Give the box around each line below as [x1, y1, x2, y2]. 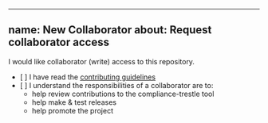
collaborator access [8, 36, 110, 49]
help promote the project [31, 106, 114, 115]
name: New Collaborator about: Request [8, 23, 212, 37]
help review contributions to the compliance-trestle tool [31, 89, 215, 98]
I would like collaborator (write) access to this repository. [8, 56, 195, 66]
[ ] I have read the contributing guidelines [19, 72, 156, 82]
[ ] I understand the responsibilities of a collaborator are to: [19, 80, 214, 90]
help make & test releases [31, 97, 117, 107]
